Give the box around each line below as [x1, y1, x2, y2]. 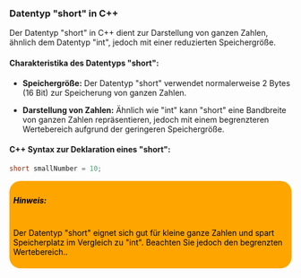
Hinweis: [13, 195, 47, 206]
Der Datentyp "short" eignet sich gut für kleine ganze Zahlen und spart [13, 227, 275, 238]
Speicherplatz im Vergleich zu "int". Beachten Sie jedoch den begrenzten [13, 237, 283, 248]
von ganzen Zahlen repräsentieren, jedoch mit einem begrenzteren [21, 114, 270, 125]
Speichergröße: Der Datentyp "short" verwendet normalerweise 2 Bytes [21, 77, 291, 88]
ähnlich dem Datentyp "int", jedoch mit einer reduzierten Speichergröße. [9, 37, 276, 48]
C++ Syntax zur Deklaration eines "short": [9, 144, 171, 155]
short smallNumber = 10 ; [9, 164, 102, 173]
